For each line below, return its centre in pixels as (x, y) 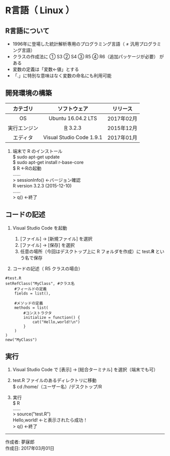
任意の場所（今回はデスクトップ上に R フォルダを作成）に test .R (87, 251)
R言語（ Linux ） (40, 10)
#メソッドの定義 (29, 303)
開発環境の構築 (29, 93)
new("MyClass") (21, 340)
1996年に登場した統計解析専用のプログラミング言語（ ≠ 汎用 (76, 44)
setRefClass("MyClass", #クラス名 (40, 283)
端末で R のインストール (37, 151)
